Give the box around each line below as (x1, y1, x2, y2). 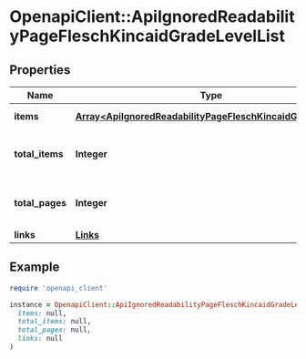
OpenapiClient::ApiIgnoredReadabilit (9, 6, 295, 27)
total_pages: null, (17, 325, 92, 334)
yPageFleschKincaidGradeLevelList (9, 26, 285, 46)
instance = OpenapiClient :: (9, 300, 117, 309)
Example (9, 260, 60, 275)
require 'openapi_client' (9, 283, 107, 292)
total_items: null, (17, 317, 92, 326)
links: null (17, 334, 64, 344)
